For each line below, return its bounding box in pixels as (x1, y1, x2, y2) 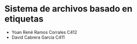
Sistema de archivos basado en (4, 3, 133, 14)
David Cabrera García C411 (11, 34, 65, 40)
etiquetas (4, 13, 44, 24)
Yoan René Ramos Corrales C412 (11, 29, 78, 35)
